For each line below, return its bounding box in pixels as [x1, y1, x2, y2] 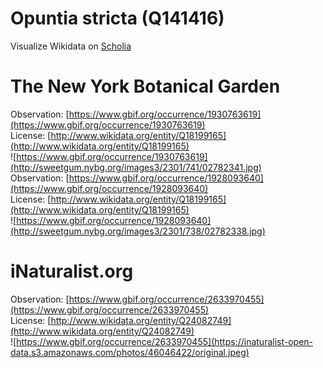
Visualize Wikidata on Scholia [10, 40, 132, 52]
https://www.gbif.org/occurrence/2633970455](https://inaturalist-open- [16, 335, 314, 347]
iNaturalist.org [10, 260, 134, 283]
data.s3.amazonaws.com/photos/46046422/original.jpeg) [10, 346, 250, 358]
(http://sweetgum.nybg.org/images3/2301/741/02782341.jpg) [10, 161, 262, 173]
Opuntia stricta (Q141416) [10, 7, 225, 30]
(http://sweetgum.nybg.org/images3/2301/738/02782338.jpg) [10, 225, 266, 237]
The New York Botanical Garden [10, 75, 281, 98]
